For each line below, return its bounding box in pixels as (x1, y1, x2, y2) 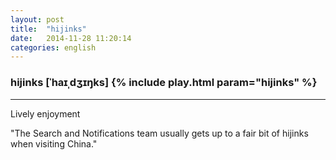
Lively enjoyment (10, 107, 81, 120)
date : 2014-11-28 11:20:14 (10, 33, 132, 43)
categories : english (10, 42, 97, 53)
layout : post (10, 14, 65, 25)
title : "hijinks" (10, 24, 87, 34)
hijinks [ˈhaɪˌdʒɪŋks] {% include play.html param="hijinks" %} (10, 76, 318, 90)
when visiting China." (10, 137, 98, 150)
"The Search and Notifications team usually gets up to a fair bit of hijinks (10, 127, 309, 139)
